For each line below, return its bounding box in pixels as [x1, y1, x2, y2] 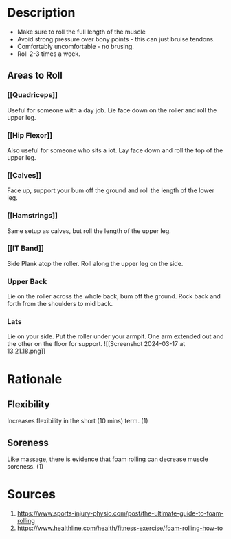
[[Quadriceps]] [7, 90, 58, 100]
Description [7, 5, 76, 21]
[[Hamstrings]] [7, 211, 58, 221]
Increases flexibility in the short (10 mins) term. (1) [7, 417, 148, 425]
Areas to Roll [7, 70, 63, 81]
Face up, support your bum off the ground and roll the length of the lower [7, 186, 215, 194]
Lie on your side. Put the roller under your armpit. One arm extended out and [7, 332, 224, 340]
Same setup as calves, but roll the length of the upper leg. [7, 226, 172, 235]
